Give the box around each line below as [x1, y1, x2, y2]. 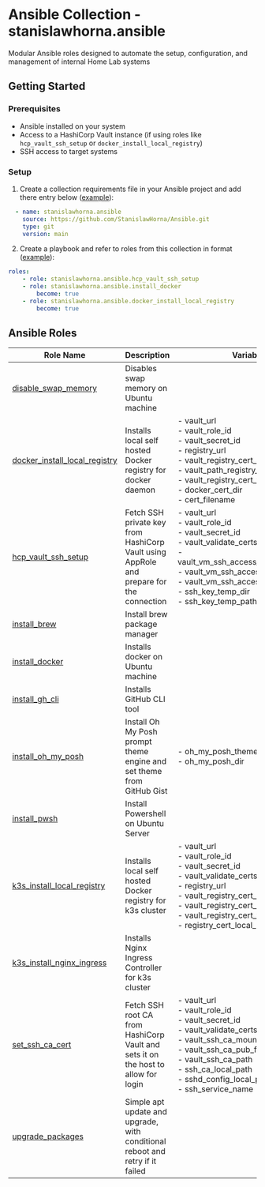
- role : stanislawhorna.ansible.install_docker [22, 283, 181, 291]
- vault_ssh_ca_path [177, 1054, 253, 1065]
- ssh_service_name [177, 1084, 254, 1095]
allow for [125, 1069, 158, 1080]
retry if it [125, 1155, 157, 1166]
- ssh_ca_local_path [177, 1064, 252, 1075]
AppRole [125, 557, 157, 568]
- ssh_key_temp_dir [177, 586, 250, 597]
